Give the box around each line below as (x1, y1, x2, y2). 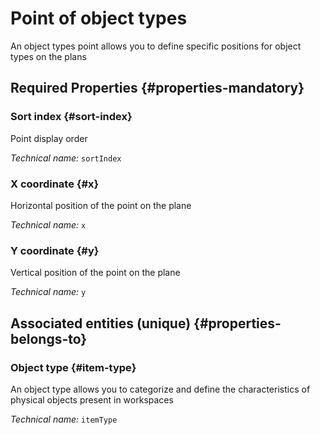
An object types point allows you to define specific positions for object (10, 40, 302, 52)
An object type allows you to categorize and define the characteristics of (10, 383, 311, 395)
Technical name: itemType (10, 413, 118, 425)
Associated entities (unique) (10, 315, 192, 332)
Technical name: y (10, 286, 87, 298)
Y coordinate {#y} (10, 243, 100, 257)
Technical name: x (10, 218, 87, 231)
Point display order (10, 132, 88, 144)
